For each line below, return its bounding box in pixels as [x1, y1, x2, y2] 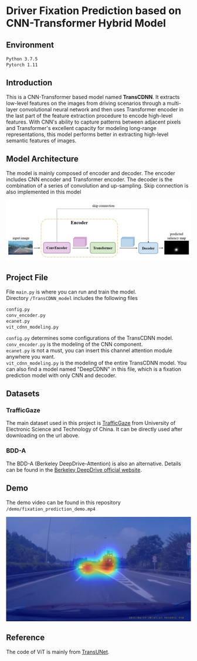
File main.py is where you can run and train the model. [6, 288, 137, 295]
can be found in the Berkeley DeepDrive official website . [6, 466, 142, 473]
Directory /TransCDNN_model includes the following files [6, 294, 138, 301]
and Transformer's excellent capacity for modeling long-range [6, 124, 157, 131]
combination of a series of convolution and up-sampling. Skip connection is [6, 182, 189, 189]
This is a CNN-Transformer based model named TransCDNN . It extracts [6, 93, 180, 100]
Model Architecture [6, 154, 79, 164]
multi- [167, 100, 182, 107]
